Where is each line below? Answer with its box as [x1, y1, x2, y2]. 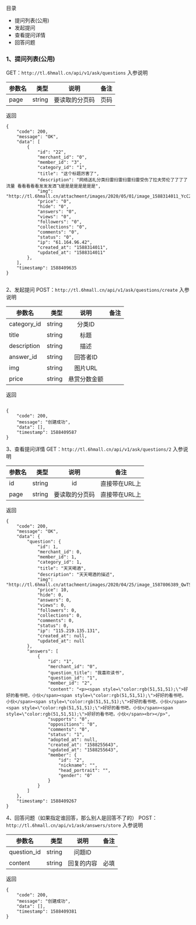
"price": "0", [37, 199, 72, 205]
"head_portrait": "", [58, 768, 111, 774]
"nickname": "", [58, 762, 98, 768]
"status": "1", [47, 732, 85, 738]
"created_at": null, [37, 633, 87, 639]
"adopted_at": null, [47, 737, 98, 743]
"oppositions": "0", [47, 722, 98, 727]
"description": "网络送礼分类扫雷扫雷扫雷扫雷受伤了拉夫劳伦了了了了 [37, 177, 188, 183]
